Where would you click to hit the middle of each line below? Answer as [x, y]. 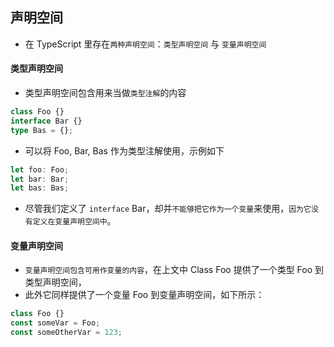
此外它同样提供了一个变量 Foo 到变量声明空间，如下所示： [144, 295]
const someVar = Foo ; [55, 323]
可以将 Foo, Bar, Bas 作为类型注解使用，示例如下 [124, 150]
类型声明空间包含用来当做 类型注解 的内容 [105, 93]
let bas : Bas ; [40, 188]
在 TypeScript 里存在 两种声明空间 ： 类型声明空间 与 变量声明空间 [145, 44]
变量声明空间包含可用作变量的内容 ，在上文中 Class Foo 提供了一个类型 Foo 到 [174, 270]
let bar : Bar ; [40, 179]
